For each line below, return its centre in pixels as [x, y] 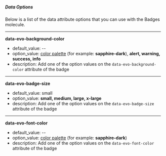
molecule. [15, 24]
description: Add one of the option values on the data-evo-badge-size [83, 103]
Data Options [19, 7]
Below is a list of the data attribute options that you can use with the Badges [83, 19]
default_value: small [32, 93]
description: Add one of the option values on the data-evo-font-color [83, 143]
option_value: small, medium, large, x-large [57, 98]
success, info [26, 59]
